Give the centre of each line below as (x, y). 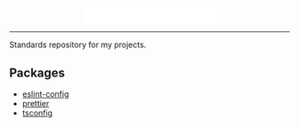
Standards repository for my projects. (78, 45)
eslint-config (45, 94)
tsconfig (37, 113)
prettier (36, 104)
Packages (37, 72)
